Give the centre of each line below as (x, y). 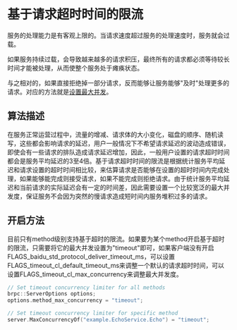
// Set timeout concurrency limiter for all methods (86, 287)
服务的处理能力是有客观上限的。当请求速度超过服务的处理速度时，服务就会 (115, 35)
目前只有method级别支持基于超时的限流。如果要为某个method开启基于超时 (116, 239)
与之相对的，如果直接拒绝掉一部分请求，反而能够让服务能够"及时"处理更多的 (119, 82)
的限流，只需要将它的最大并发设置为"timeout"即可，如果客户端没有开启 (111, 248)
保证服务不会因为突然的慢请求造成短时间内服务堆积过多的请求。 (119, 196)
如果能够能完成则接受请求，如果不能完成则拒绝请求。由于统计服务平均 (121, 178)
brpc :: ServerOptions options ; (52, 294)
